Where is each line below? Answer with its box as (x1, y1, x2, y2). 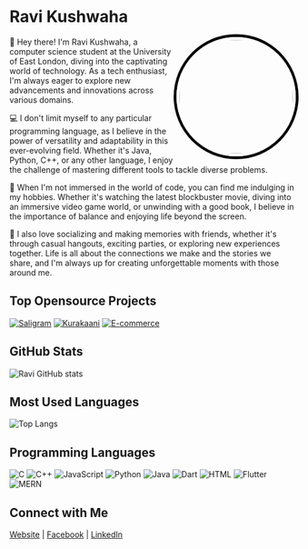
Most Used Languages (9, 394, 139, 410)
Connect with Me (9, 504, 109, 520)
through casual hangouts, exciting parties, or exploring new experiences (9, 238, 281, 249)
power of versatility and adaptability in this (9, 135, 169, 146)
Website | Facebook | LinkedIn (9, 529, 123, 540)
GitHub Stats (9, 344, 84, 360)
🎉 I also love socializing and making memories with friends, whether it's (9, 228, 277, 239)
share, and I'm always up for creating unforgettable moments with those (9, 257, 280, 268)
